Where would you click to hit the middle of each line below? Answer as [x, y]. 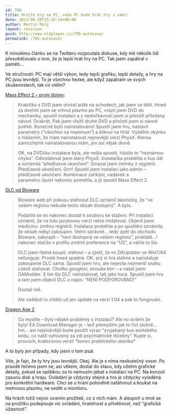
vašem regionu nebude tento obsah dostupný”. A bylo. [75, 205]
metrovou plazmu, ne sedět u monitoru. [47, 388]
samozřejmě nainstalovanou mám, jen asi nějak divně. [75, 143]
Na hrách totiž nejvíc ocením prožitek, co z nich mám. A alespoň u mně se [83, 398]
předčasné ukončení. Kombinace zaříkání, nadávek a [73, 174]
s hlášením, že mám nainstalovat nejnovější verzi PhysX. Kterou [84, 137]
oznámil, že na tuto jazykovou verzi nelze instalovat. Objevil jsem [86, 220]
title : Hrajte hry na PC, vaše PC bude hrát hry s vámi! [67, 15]
